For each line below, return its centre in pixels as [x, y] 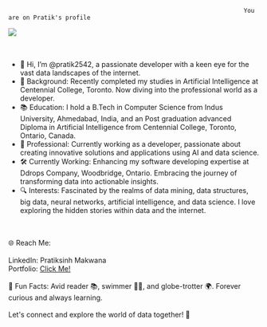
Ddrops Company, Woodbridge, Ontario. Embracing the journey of [128, 173]
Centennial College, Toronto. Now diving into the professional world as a [138, 90]
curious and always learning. [55, 297]
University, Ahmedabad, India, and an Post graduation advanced [126, 118]
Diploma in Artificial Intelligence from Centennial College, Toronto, [128, 127]
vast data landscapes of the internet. [80, 73]
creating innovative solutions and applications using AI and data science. [139, 152]
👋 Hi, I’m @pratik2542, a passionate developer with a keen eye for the [134, 64]
